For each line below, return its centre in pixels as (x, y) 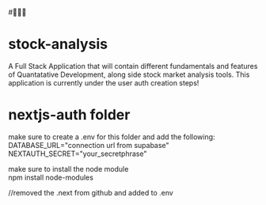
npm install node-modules (51, 177)
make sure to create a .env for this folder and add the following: (112, 137)
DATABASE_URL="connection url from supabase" (89, 145)
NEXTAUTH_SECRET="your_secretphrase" (78, 154)
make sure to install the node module (68, 169)
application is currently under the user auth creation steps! (104, 82)
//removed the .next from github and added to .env (91, 192)
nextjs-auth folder (69, 115)
